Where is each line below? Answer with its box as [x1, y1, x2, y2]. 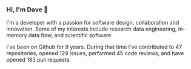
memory [6, 32, 27, 39]
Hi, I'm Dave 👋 [6, 5, 49, 14]
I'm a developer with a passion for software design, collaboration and [6, 19, 179, 26]
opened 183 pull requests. [6, 56, 72, 64]
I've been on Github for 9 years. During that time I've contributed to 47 [6, 43, 183, 50]
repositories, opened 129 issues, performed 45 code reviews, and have [6, 50, 184, 57]
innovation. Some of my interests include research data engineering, [6, 25, 177, 32]
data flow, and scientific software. [28, 32, 113, 39]
